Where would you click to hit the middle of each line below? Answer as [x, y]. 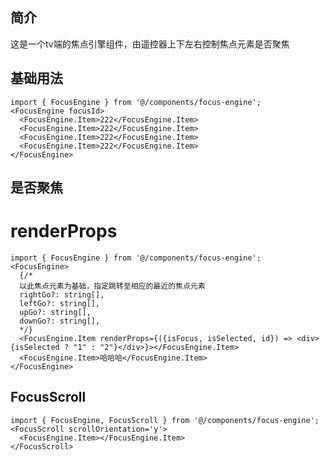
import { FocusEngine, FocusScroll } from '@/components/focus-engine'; [165, 420]
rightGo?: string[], [62, 294]
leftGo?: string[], [60, 303]
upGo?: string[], [55, 312]
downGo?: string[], [60, 321]
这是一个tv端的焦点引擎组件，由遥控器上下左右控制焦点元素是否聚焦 [150, 44]
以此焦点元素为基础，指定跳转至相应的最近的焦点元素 [112, 286]
